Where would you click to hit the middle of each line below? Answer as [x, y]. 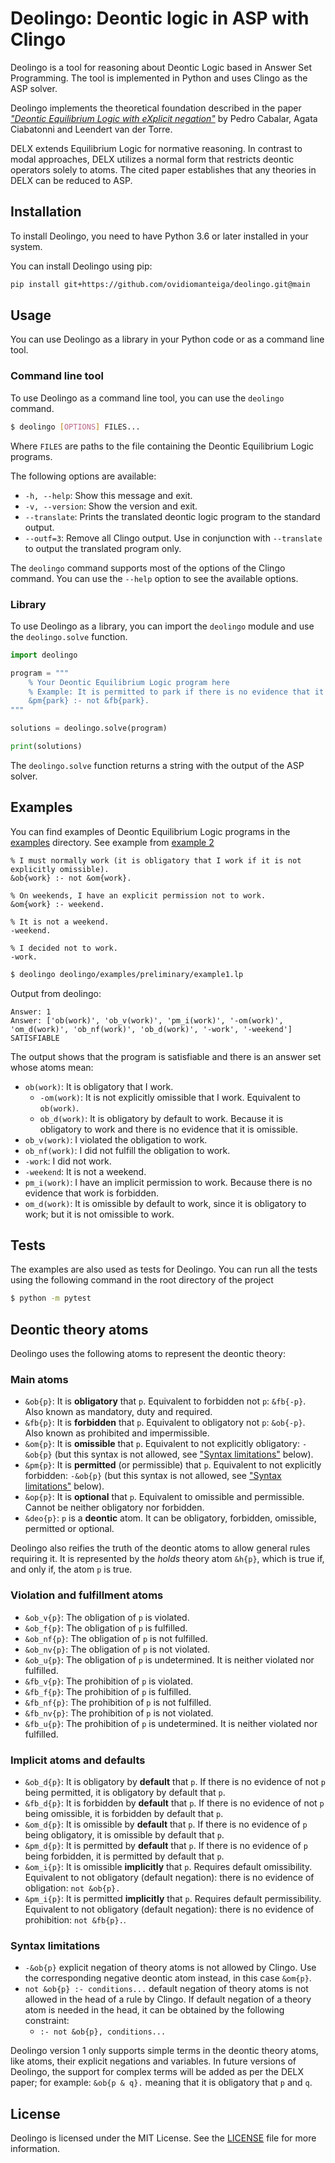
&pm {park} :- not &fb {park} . [89, 701]
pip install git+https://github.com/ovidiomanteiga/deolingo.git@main [160, 284]
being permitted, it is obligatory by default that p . [125, 1792]
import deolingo [44, 655]
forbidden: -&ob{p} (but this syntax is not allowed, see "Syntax [153, 1476]
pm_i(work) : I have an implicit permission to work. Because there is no [168, 1182]
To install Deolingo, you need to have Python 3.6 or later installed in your [159, 236]
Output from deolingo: [56, 993]
